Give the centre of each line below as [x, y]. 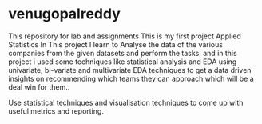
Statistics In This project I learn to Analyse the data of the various [116, 44]
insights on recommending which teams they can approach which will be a [131, 78]
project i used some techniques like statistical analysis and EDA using [123, 62]
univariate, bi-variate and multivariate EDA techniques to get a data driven [130, 70]
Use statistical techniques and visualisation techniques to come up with [126, 102]
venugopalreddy [65, 14]
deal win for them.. [39, 87]
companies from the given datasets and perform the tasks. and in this [123, 53]
